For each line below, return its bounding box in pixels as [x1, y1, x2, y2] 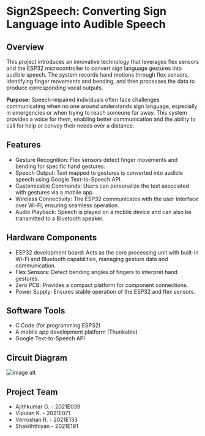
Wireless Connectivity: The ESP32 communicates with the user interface [15, 195, 199, 202]
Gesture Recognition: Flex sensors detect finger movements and [15, 156, 178, 163]
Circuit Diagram [6, 353, 67, 363]
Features [6, 140, 41, 150]
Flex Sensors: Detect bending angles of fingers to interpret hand [15, 268, 177, 275]
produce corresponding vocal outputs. [6, 84, 103, 91]
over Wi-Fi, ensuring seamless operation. [15, 201, 119, 209]
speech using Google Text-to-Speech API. [15, 175, 122, 183]
